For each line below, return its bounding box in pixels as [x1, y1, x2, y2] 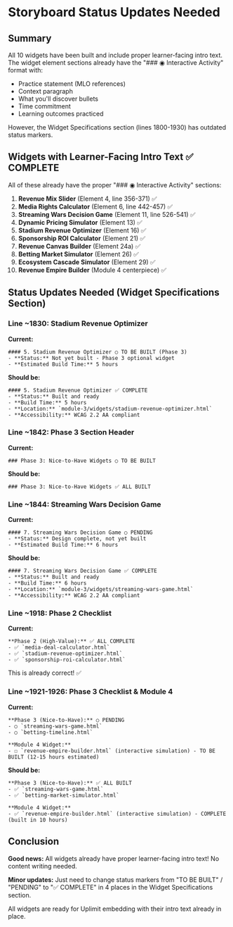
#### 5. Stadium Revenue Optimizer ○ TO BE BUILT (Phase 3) [8, 348, 188, 356]
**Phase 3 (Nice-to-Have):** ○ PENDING [8, 716, 125, 723]
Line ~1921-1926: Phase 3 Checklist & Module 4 [8, 687, 173, 697]
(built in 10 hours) [8, 816, 69, 823]
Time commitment [18, 102, 71, 110]
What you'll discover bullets [18, 94, 99, 103]
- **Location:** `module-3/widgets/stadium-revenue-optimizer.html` [8, 405, 213, 412]
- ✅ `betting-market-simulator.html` [8, 792, 120, 799]
